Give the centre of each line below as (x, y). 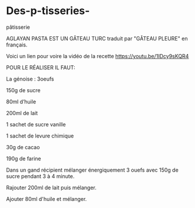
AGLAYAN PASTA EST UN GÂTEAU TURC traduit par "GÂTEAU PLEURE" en (97, 38)
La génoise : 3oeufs (30, 79)
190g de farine (24, 158)
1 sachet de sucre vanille (36, 124)
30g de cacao (23, 147)
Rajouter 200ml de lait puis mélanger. (51, 187)
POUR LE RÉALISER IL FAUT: (41, 67)
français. (17, 45)
